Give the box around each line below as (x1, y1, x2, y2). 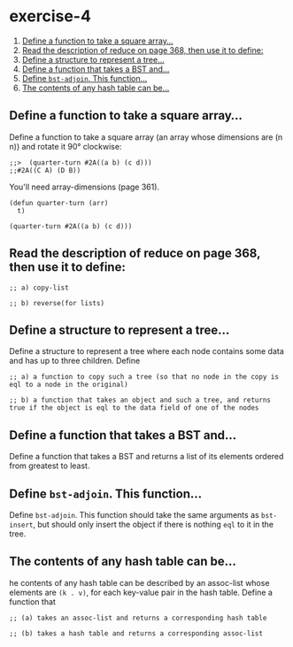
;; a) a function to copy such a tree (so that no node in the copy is (9, 373, 279, 381)
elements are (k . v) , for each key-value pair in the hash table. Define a (9, 587, 273, 597)
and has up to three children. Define (9, 356, 141, 366)
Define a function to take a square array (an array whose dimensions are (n (9, 131, 283, 142)
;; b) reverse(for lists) (9, 298, 104, 307)
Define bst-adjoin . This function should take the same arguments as (9, 510, 259, 520)
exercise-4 (9, 6, 91, 27)
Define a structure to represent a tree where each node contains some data (9, 346, 285, 357)
